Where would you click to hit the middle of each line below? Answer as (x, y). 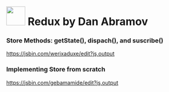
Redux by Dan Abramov (88, 22)
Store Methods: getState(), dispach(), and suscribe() (85, 41)
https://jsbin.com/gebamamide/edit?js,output (62, 82)
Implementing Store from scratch (56, 70)
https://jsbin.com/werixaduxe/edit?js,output (60, 54)
